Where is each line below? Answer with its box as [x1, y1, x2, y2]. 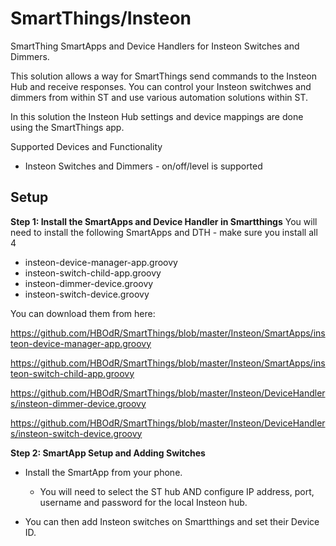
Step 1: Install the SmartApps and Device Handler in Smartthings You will [10, 215, 318, 227]
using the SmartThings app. [10, 121, 125, 133]
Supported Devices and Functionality [10, 140, 163, 152]
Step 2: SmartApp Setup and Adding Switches [10, 447, 206, 459]
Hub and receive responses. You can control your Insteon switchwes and [10, 80, 312, 92]
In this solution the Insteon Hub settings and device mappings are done [10, 110, 304, 122]
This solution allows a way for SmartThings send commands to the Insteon [10, 70, 318, 82]
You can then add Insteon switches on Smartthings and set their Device [24, 515, 320, 527]
